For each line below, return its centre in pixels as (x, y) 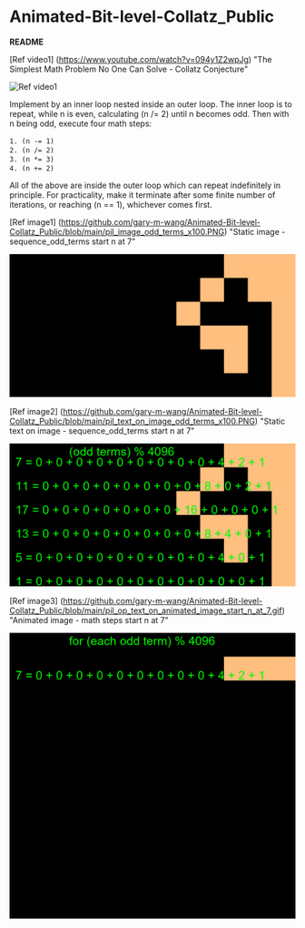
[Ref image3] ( (36, 601)
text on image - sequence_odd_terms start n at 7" (102, 430)
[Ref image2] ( (36, 411)
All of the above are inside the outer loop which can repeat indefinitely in (145, 185)
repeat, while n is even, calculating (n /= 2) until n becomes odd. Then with (149, 113)
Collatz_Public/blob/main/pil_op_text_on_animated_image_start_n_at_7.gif (146, 611)
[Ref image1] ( (35, 222)
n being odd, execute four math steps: (81, 123)
